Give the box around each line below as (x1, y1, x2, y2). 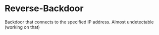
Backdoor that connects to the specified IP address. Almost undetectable (4, 19, 154, 25)
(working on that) (4, 24, 40, 30)
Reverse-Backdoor (4, 3, 84, 14)
